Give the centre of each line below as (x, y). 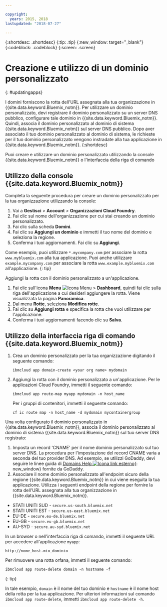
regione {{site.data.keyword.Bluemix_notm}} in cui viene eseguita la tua (86, 479)
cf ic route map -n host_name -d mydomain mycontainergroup (76, 412)
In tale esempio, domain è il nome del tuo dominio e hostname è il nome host (82, 588)
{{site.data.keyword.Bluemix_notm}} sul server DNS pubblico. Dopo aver (80, 129)
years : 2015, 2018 (29, 19)
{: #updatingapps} (24, 92)
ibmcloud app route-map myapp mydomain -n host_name (68, 394)
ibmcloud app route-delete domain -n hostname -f (58, 569)
